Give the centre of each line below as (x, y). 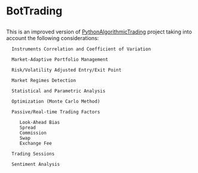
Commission (33, 133)
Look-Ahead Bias (40, 122)
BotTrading (34, 11)
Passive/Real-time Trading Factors (56, 112)
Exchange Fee (36, 143)
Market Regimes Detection (44, 80)
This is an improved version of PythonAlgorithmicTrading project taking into (99, 32)
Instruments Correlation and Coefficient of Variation (81, 49)
